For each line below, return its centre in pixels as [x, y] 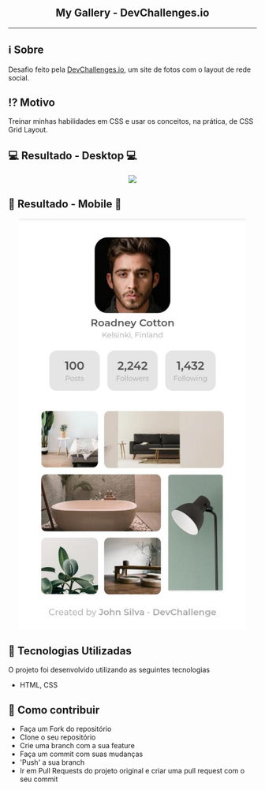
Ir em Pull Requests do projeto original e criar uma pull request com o [132, 771]
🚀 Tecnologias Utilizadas [70, 651]
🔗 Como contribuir [54, 710]
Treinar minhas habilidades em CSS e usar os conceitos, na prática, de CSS [131, 121]
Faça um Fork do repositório [65, 729]
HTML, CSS [38, 685]
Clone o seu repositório [58, 737]
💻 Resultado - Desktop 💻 [73, 156]
